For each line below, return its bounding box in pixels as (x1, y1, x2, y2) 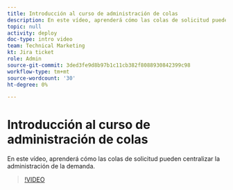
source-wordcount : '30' (7, 74, 76, 82)
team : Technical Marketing (7, 42, 85, 49)
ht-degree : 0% (7, 81, 49, 88)
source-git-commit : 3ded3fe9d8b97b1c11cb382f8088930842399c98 (7, 62, 191, 69)
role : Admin (7, 55, 42, 62)
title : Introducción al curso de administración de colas (7, 10, 178, 17)
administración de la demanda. (7, 162, 96, 171)
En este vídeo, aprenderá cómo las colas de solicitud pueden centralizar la (7, 155, 221, 163)
